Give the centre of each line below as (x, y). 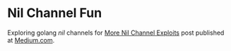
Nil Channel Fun (55, 13)
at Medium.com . (31, 40)
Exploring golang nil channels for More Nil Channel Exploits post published (116, 33)
